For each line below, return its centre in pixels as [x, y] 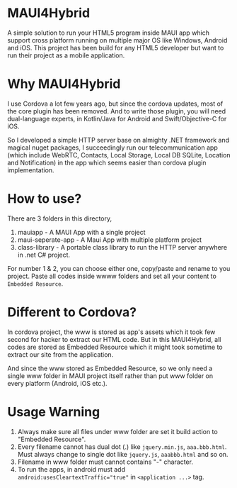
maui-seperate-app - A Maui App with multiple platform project [110, 240]
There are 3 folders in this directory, [60, 218]
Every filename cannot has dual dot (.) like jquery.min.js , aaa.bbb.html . [122, 447]
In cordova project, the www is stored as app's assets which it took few [111, 332]
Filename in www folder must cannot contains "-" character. [105, 462]
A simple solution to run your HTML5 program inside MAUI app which [109, 33]
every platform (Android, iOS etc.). [57, 383]
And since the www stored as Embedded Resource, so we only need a [110, 368]
